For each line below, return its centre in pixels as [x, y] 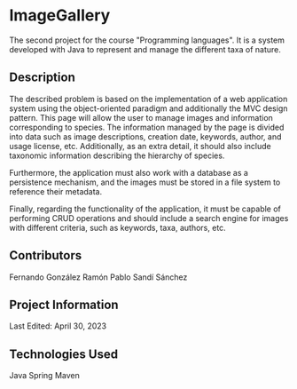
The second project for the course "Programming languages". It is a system [147, 40]
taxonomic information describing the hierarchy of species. [117, 155]
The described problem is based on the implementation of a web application [148, 99]
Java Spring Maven [44, 376]
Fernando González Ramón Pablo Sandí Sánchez [98, 277]
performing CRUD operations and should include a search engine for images [149, 218]
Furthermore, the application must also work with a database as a [129, 172]
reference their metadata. [56, 191]
